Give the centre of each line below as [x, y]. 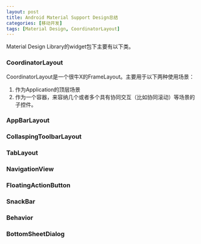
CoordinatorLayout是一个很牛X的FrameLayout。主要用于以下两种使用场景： [101, 77]
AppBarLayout [28, 120]
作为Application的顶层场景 [48, 89]
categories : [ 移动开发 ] [34, 23]
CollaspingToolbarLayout [44, 136]
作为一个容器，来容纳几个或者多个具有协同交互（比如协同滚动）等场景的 [105, 97]
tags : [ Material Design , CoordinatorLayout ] [63, 29]
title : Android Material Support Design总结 [62, 18]
